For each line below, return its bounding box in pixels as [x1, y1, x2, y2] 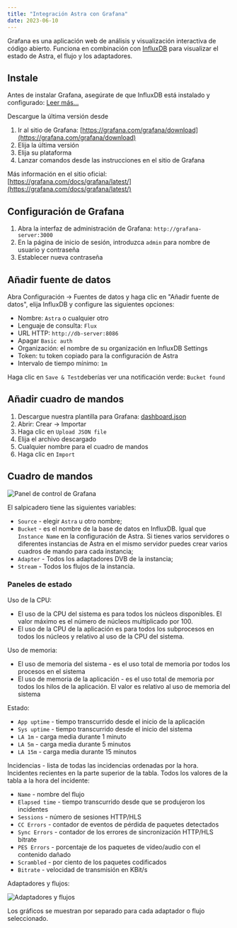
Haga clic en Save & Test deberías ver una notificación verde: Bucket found [7, 372, 225, 381]
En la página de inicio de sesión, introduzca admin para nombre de [17, 238, 211, 247]
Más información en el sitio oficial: [7, 170, 108, 178]
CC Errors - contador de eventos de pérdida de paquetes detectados [17, 820, 219, 829]
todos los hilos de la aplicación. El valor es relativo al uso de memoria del [17, 682, 231, 690]
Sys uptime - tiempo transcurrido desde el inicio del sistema [17, 724, 192, 733]
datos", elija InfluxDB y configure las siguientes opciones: [7, 299, 175, 309]
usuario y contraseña [17, 245, 80, 254]
